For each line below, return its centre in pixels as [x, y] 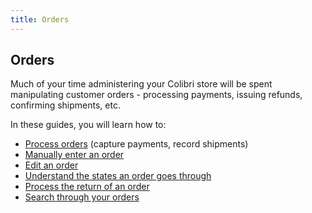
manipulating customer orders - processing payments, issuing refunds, [156, 95]
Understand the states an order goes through [118, 176]
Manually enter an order [74, 155]
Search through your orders [82, 197]
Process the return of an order [87, 187]
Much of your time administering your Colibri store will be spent [141, 84]
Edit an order [51, 165]
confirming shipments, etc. [65, 105]
